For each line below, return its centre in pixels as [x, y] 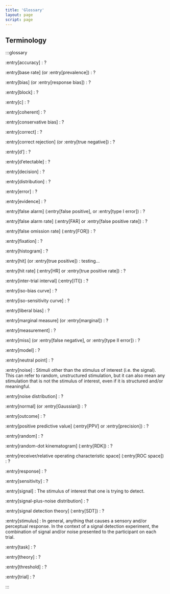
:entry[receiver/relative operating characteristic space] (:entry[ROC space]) [85, 456]
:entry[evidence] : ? [26, 201]
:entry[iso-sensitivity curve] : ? [38, 301]
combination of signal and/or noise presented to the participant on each [81, 532]
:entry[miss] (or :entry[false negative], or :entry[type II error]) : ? [73, 341]
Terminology [26, 40]
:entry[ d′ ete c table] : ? [28, 162]
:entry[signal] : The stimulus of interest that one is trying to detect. [75, 491]
